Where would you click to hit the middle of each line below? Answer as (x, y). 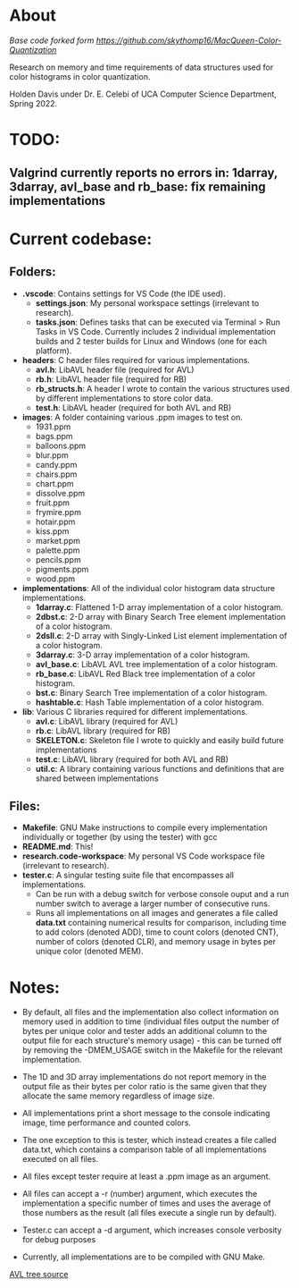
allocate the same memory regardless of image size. (119, 1096)
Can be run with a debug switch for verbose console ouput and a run (162, 894)
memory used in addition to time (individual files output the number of (150, 1021)
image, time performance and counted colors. (107, 1123)
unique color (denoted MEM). (90, 951)
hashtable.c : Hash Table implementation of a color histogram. (150, 702)
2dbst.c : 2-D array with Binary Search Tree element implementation (161, 616)
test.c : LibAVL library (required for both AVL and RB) (132, 759)
